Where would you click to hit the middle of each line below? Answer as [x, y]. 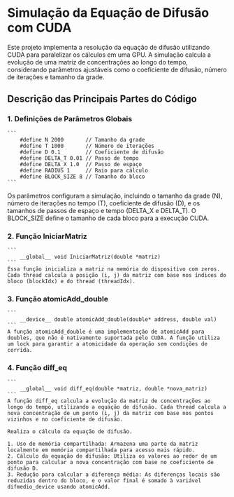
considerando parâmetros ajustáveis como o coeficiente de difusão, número [117, 69]
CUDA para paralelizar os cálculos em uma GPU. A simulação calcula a [109, 55]
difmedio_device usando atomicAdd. [59, 486]
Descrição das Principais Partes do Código [102, 99]
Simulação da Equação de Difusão [108, 13]
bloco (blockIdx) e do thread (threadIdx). [72, 281]
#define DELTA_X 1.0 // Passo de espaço [81, 164]
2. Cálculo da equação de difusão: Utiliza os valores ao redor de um [112, 456]
